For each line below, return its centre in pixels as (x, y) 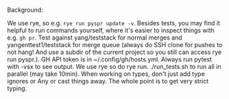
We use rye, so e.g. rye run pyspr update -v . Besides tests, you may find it (114, 23)
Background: (25, 10)
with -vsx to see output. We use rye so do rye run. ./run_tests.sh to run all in (114, 67)
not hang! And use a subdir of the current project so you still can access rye (114, 52)
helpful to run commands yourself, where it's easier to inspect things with (111, 30)
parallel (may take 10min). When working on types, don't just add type (106, 74)
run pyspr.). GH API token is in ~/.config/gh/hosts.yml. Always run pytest (110, 59)
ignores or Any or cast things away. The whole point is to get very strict (108, 81)
